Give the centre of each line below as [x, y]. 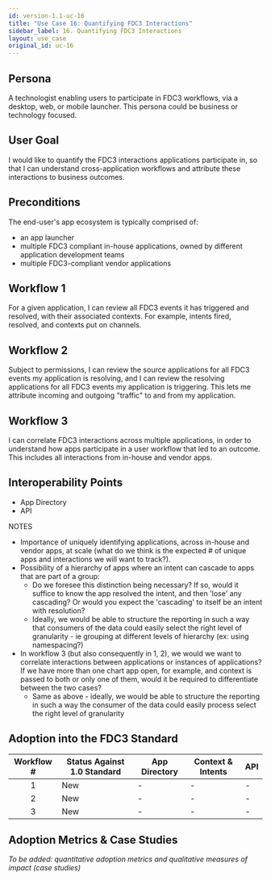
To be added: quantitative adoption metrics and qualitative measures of [128, 859]
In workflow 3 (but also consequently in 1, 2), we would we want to [131, 653]
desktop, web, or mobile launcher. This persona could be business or [123, 106]
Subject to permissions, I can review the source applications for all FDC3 [129, 370]
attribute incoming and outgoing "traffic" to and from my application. [122, 395]
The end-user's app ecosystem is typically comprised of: [104, 222]
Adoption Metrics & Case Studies [93, 840]
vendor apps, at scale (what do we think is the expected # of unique [133, 550]
